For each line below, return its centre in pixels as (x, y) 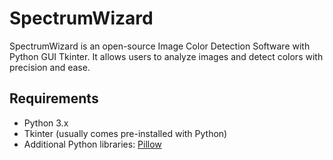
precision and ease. (50, 67)
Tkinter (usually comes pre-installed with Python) (125, 133)
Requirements (54, 98)
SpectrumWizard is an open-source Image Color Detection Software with (160, 46)
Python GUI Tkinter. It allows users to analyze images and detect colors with (166, 56)
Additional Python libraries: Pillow (92, 144)
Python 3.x (46, 123)
